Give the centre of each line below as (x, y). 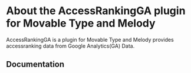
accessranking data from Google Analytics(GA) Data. (70, 46)
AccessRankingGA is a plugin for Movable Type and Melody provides (90, 39)
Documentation (35, 64)
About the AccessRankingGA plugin (96, 11)
